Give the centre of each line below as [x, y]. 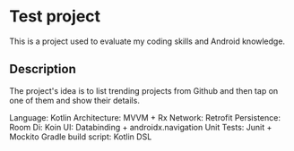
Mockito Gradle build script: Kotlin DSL [81, 137]
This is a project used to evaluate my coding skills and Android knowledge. [147, 41]
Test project [55, 17]
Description [43, 69]
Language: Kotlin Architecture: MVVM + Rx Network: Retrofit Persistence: [145, 117]
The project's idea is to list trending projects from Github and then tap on [144, 90]
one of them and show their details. [75, 100]
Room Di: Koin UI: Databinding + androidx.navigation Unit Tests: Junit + [141, 127]
